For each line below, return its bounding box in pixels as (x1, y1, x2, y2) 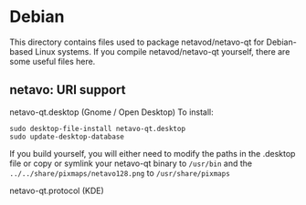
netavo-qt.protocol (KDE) (9, 185, 105, 196)
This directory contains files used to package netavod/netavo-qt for (9, 36, 265, 47)
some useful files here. (9, 56, 96, 67)
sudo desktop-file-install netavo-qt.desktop (9, 124, 185, 133)
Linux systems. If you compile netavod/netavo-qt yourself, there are (35, 46, 290, 56)
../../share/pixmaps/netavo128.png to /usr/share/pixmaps (9, 167, 230, 179)
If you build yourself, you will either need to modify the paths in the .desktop (9, 148, 296, 159)
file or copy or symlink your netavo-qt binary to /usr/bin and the (9, 158, 253, 169)
